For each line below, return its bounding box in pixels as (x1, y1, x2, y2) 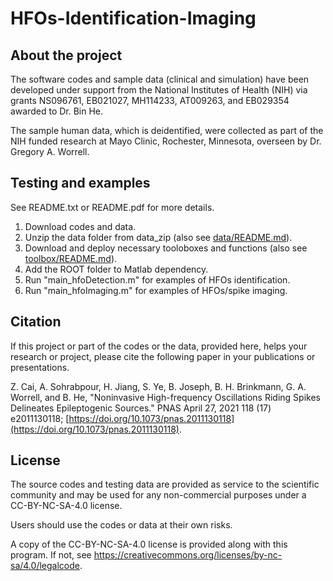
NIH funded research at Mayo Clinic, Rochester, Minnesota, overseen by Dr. (10, 135, 322, 147)
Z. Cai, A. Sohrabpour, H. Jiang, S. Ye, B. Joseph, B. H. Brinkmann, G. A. (10, 380, 307, 392)
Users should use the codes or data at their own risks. (10, 519, 233, 531)
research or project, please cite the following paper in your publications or (10, 350, 316, 362)
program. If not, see (10, 549, 92, 561)
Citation (10, 313, 62, 331)
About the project (10, 47, 123, 64)
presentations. (10, 361, 70, 373)
